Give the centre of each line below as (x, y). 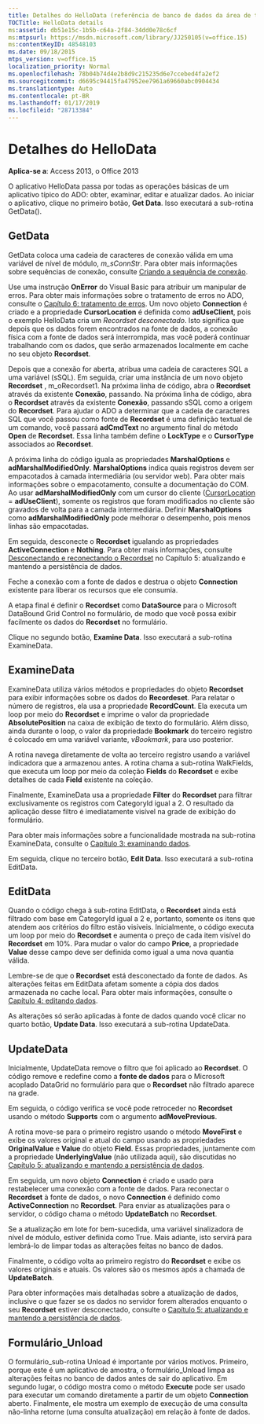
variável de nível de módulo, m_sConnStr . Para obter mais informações (123, 263)
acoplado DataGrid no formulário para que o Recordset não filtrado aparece (131, 1085)
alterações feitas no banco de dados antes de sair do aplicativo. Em (118, 1378)
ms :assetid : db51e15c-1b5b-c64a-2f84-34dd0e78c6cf (93, 30)
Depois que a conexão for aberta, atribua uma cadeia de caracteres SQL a (128, 369)
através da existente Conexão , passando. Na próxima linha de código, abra (130, 394)
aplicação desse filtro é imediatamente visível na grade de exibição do (122, 811)
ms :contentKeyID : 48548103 (52, 45)
